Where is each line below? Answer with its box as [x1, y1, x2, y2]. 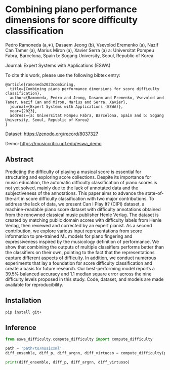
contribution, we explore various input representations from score [5, 228, 143, 234]
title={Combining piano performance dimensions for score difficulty [10, 86, 159, 92]
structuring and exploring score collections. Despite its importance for [5, 174, 152, 180]
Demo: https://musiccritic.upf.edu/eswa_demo [5, 140, 102, 146]
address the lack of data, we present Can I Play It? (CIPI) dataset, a [5, 201, 145, 207]
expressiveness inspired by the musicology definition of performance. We [5, 238, 159, 244]
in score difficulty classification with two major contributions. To [21, 195, 154, 201]
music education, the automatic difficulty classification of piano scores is [5, 179, 158, 185]
